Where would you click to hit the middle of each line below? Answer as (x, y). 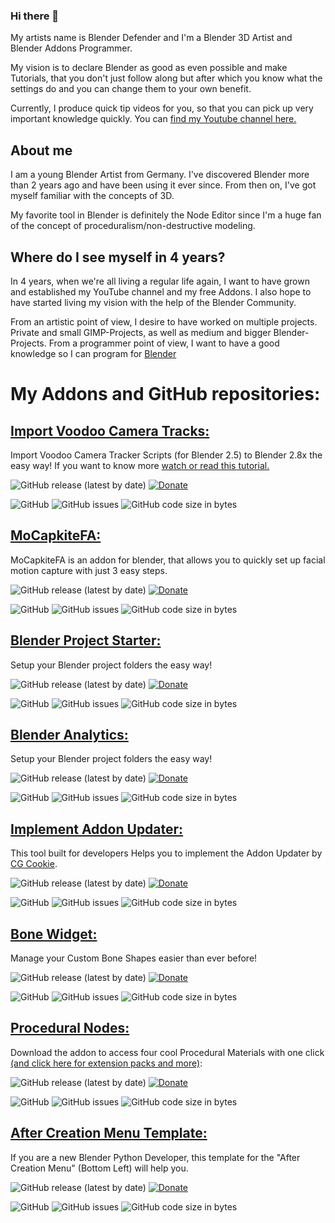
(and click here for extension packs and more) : (106, 1063)
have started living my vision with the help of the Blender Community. (153, 302)
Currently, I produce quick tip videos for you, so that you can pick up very (162, 108)
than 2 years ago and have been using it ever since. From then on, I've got (163, 185)
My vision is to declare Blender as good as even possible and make (149, 68)
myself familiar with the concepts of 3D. (92, 196)
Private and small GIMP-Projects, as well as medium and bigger (141, 332)
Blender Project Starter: (86, 640)
